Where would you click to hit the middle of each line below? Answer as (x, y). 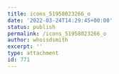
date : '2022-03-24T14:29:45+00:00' (60, 20)
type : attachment (33, 54)
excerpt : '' (25, 47)
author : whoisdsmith (38, 40)
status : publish (31, 27)
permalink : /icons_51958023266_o (57, 33)
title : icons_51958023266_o (49, 14)
